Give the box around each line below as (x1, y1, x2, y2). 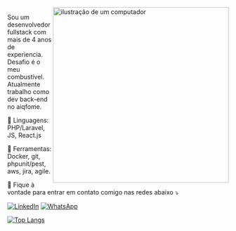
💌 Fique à (7, 180, 35, 189)
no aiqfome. (7, 103, 42, 111)
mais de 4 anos (7, 35, 52, 44)
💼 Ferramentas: (7, 145, 52, 153)
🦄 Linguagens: (7, 116, 49, 124)
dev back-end (7, 95, 48, 103)
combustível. (7, 73, 45, 81)
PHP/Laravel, (7, 124, 46, 132)
